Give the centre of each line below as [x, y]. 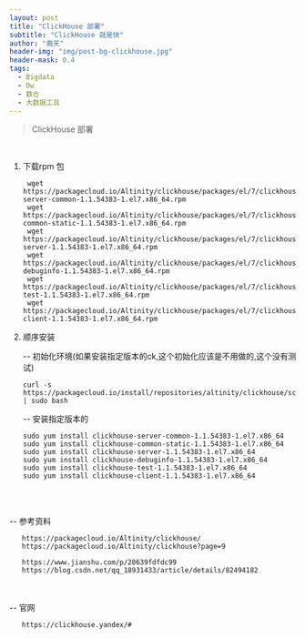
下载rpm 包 [44, 167]
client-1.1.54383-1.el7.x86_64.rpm [90, 319]
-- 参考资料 [30, 522]
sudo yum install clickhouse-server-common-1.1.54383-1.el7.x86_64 [153, 436]
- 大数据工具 [39, 102]
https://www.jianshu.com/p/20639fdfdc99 [99, 562]
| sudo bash [45, 401]
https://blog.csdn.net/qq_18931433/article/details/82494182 [140, 571]
